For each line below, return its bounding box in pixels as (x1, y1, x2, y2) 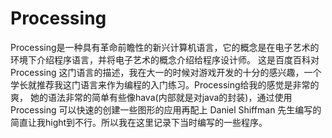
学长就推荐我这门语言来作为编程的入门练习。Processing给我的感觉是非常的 (10, 78, 320, 91)
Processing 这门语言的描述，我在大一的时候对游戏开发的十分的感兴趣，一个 (10, 66, 322, 78)
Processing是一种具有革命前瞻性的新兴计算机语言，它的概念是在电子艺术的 (10, 41, 320, 53)
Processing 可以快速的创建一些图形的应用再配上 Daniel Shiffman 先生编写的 (10, 103, 322, 116)
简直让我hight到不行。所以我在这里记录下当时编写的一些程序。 (10, 116, 268, 128)
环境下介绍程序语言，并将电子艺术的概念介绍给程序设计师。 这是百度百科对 (10, 53, 320, 66)
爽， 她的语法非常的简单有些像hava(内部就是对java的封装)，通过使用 (10, 91, 293, 103)
